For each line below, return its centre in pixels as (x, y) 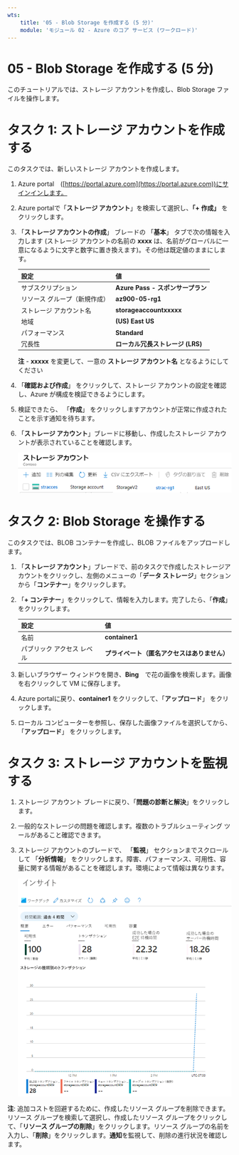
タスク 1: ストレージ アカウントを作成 (116, 130)
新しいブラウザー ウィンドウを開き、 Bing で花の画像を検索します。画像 (124, 674)
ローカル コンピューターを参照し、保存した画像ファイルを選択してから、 (124, 723)
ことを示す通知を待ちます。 (58, 418)
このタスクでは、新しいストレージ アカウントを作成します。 (95, 169)
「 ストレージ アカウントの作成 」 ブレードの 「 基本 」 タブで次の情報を (121, 232)
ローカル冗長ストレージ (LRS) (159, 344)
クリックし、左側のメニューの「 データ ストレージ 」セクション (140, 575)
